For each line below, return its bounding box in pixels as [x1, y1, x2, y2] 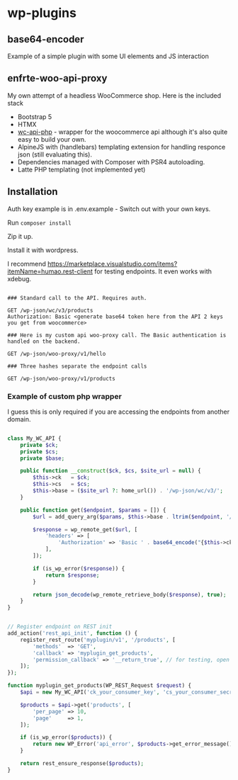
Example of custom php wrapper [7, 391, 122, 401]
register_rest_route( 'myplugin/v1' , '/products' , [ [20, 636, 176, 643]
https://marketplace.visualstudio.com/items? [47, 259, 178, 268]
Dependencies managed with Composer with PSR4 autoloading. [17, 157, 205, 166]
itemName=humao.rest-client [7, 267, 93, 276]
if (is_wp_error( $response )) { [33, 565, 125, 572]
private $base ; [20, 455, 65, 462]
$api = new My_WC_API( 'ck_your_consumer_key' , [20, 689, 160, 696]
